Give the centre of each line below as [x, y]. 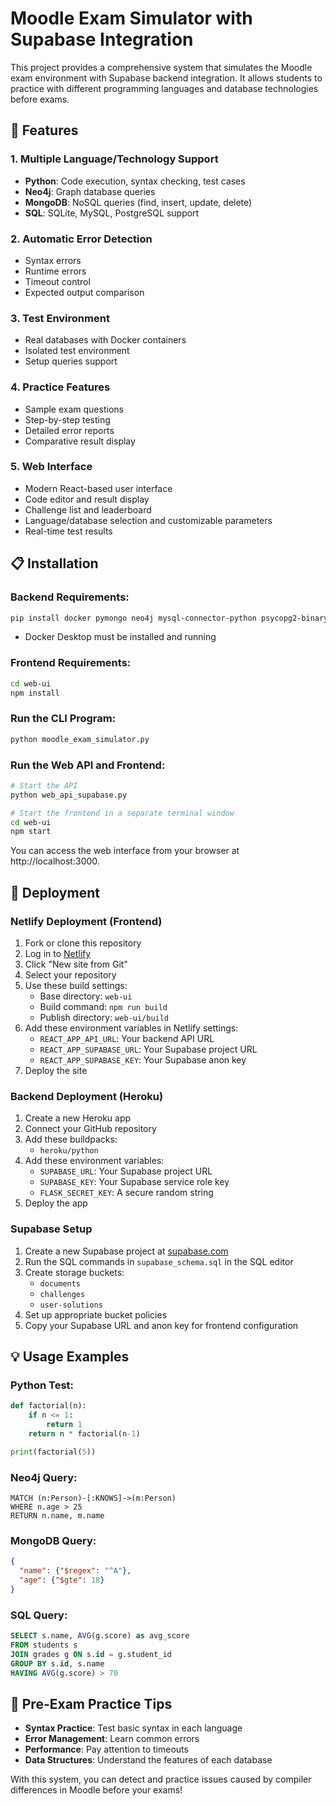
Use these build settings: [76, 985]
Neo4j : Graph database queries [90, 191]
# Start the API [44, 785]
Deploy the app [56, 1203]
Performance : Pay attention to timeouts [106, 1749]
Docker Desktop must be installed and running [120, 637]
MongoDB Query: [53, 1540]
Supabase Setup [51, 1229]
